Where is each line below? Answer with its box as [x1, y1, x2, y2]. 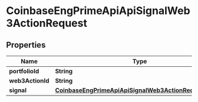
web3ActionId [9, 77, 49, 84]
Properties [6, 40, 46, 50]
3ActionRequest [6, 16, 87, 30]
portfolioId [9, 67, 39, 75]
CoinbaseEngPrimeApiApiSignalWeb [6, 4, 190, 18]
